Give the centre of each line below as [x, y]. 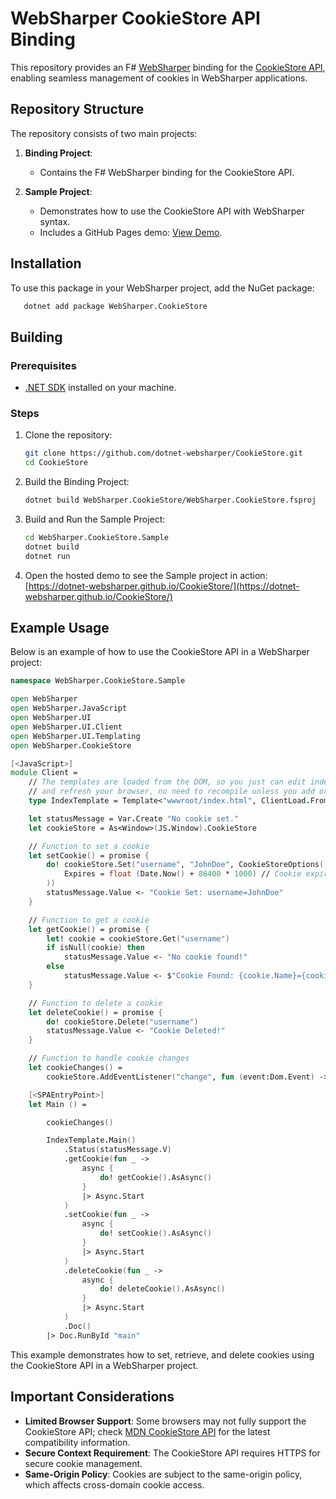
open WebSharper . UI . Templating [75, 736]
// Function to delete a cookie [95, 1003]
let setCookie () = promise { [89, 855]
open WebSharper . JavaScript [69, 708]
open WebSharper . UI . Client [66, 727]
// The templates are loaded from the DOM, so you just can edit [167, 782]
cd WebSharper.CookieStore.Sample [96, 538]
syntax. [55, 221]
